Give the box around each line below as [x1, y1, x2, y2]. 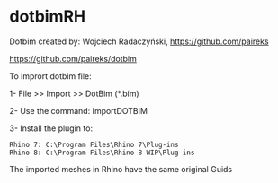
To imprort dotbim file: [9, 70, 92, 82]
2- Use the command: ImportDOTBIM [9, 105, 148, 116]
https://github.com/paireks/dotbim [9, 53, 137, 64]
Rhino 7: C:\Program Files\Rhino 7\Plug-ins [9, 140, 179, 149]
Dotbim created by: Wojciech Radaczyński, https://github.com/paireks [9, 36, 269, 47]
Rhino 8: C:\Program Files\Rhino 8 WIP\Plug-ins [9, 148, 195, 157]
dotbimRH [9, 6, 86, 27]
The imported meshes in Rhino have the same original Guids [9, 163, 233, 174]
